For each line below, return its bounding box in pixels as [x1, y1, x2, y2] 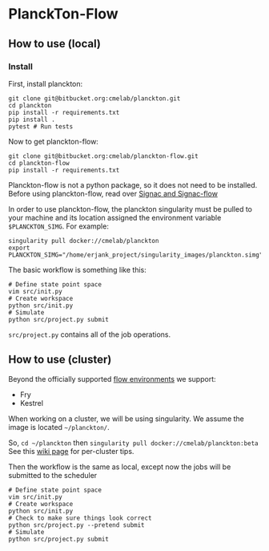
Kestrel [19, 398, 44, 407]
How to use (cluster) [8, 353, 112, 367]
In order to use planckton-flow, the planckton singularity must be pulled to [8, 204, 252, 213]
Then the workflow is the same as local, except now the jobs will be [8, 462, 231, 472]
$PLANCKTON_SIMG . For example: [8, 221, 110, 231]
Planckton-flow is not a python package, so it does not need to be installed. [8, 180, 258, 189]
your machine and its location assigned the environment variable [8, 213, 222, 222]
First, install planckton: [8, 79, 83, 88]
